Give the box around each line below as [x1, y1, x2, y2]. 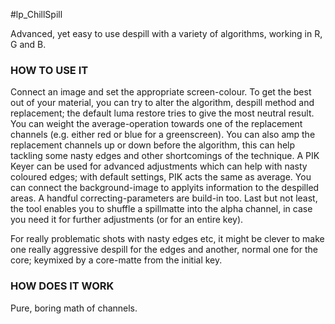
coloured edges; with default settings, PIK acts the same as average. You [10, 171, 312, 183]
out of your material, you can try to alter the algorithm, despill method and [10, 97, 315, 109]
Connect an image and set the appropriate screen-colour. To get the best [10, 86, 312, 98]
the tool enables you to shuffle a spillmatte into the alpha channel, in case [10, 203, 313, 215]
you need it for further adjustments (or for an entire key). [10, 214, 244, 226]
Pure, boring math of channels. [10, 302, 138, 314]
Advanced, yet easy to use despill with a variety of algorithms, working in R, [10, 28, 323, 39]
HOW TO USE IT [10, 63, 89, 77]
